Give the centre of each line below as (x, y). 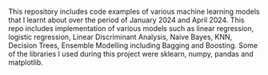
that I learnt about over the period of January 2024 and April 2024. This (126, 20)
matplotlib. (26, 62)
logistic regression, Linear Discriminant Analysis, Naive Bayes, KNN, (120, 37)
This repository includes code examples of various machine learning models (134, 12)
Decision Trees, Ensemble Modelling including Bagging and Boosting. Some (133, 45)
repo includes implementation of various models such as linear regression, (131, 28)
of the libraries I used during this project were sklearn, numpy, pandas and (131, 54)
